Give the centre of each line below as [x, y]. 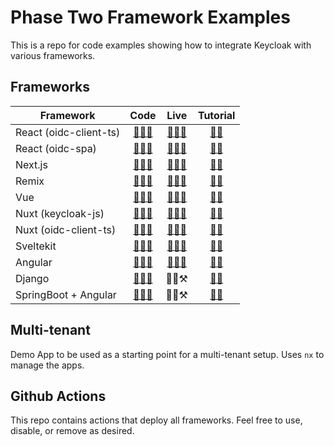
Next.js [31, 164]
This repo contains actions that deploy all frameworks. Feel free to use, [156, 420]
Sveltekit [36, 246]
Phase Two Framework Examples [150, 17]
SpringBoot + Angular [66, 294]
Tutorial [216, 115]
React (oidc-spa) [56, 148]
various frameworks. [53, 55]
